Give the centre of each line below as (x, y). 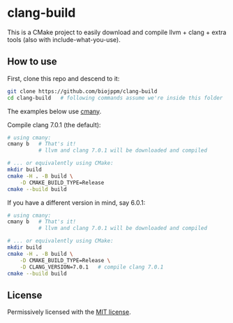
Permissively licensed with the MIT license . (69, 312)
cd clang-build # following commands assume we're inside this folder (115, 98)
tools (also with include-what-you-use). (64, 39)
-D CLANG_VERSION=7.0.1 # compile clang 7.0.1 (92, 267)
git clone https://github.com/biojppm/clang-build (82, 91)
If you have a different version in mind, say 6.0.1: (76, 202)
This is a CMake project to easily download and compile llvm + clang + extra (117, 32)
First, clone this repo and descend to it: (63, 78)
